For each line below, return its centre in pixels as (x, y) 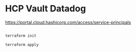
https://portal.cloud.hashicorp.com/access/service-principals (68, 22)
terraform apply (22, 45)
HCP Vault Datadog (45, 9)
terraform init (21, 36)
